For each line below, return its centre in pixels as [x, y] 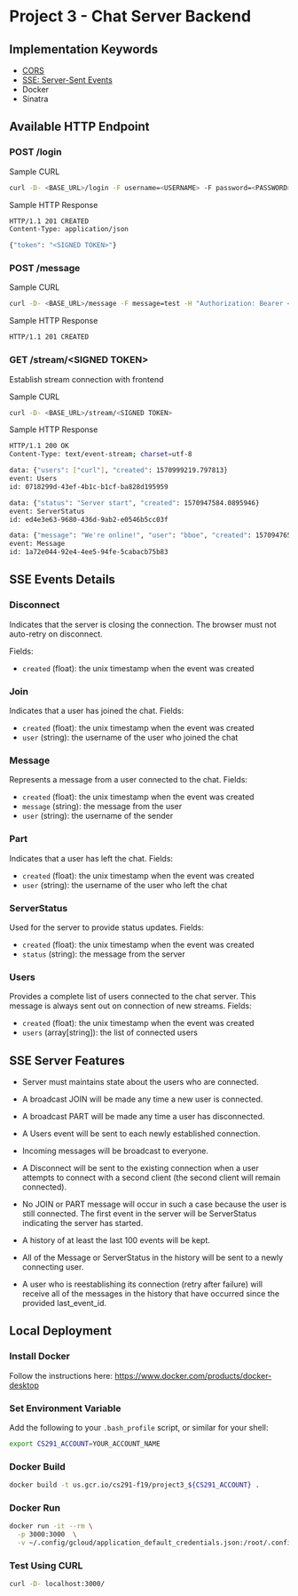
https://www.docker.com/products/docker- [193, 1375]
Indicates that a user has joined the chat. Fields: [97, 711]
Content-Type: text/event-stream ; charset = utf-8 [101, 454]
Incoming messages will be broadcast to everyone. [115, 1151]
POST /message [45, 269]
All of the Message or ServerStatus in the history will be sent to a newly [153, 1258]
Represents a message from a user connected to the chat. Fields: [129, 780]
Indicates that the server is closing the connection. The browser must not [143, 624]
